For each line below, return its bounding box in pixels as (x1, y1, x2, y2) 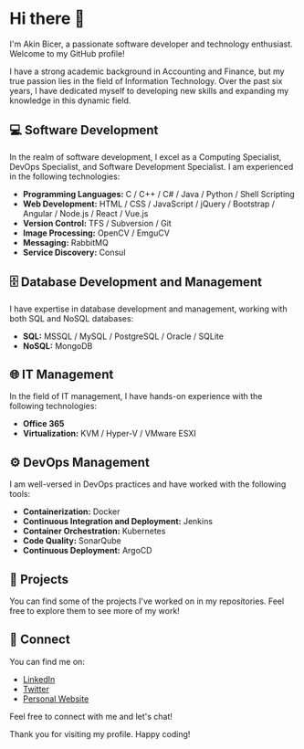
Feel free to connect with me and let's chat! (9, 711, 173, 722)
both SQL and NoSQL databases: (9, 312, 134, 323)
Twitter (22, 683, 50, 694)
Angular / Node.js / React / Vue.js (22, 207, 149, 218)
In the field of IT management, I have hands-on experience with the (9, 391, 263, 402)
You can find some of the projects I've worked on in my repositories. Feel (9, 596, 285, 607)
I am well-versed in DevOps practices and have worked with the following (9, 479, 287, 490)
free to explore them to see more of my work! (9, 606, 180, 616)
